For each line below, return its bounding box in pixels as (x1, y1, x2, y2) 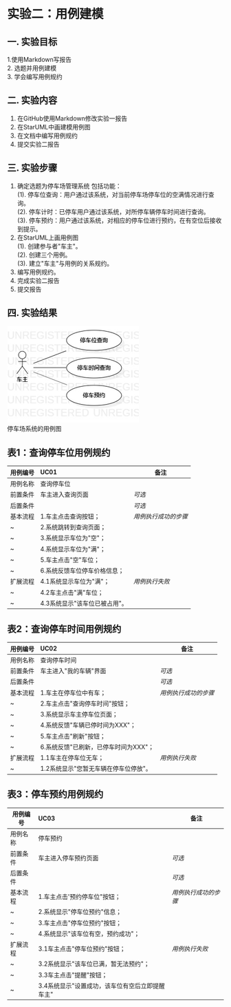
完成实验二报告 (16, 276, 60, 284)
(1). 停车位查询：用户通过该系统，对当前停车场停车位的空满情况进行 (16, 190, 208, 198)
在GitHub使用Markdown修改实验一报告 (16, 114, 128, 123)
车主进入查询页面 (40, 490, 89, 499)
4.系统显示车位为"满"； (40, 544, 106, 553)
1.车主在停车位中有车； (40, 688, 107, 697)
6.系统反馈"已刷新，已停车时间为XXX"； (40, 743, 155, 751)
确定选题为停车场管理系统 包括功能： (16, 182, 122, 190)
